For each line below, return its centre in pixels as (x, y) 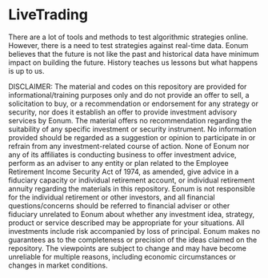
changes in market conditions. (58, 265)
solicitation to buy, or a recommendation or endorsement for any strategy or (133, 103)
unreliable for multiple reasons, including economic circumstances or (122, 256)
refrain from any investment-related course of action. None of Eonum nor (129, 146)
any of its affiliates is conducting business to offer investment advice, (123, 155)
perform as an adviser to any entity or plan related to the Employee (119, 163)
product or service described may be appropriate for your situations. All (126, 223)
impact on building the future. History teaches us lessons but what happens (133, 62)
